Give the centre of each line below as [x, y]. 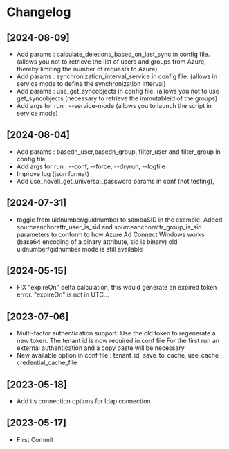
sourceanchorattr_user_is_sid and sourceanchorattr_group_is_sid [109, 227]
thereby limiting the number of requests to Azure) [87, 69]
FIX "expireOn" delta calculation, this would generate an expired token [117, 288]
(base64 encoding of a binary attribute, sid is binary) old [97, 241]
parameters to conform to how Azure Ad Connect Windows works [110, 234]
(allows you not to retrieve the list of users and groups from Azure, [111, 62]
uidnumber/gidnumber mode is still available [80, 249]
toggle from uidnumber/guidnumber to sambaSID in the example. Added [119, 220]
